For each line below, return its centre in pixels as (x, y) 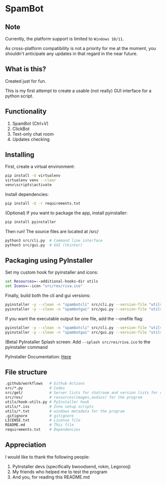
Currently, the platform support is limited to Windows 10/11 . (64, 39)
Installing (20, 155)
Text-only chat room (33, 134)
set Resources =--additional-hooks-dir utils (52, 282)
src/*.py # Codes (35, 388)
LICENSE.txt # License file (43, 420)
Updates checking (31, 139)
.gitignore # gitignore (40, 416)
